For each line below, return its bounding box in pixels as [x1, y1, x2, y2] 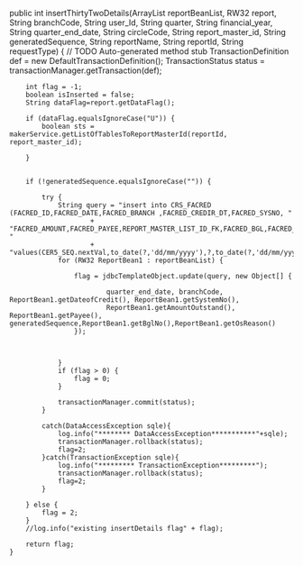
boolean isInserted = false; [25, 90, 135, 99]
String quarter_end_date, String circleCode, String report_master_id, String [9, 27, 287, 37]
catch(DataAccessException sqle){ [41, 422, 171, 431]
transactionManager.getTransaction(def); [9, 65, 162, 76]
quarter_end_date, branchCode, [106, 287, 224, 296]
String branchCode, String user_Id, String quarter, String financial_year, [9, 17, 273, 28]
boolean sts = [41, 122, 95, 131]
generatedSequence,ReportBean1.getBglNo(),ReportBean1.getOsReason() [9, 319, 277, 328]
